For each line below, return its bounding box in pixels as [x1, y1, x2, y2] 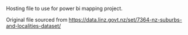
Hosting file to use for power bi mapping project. [6, 5, 123, 12]
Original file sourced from [6, 16, 68, 23]
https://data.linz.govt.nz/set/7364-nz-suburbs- [68, 16, 182, 23]
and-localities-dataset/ [6, 23, 61, 29]
